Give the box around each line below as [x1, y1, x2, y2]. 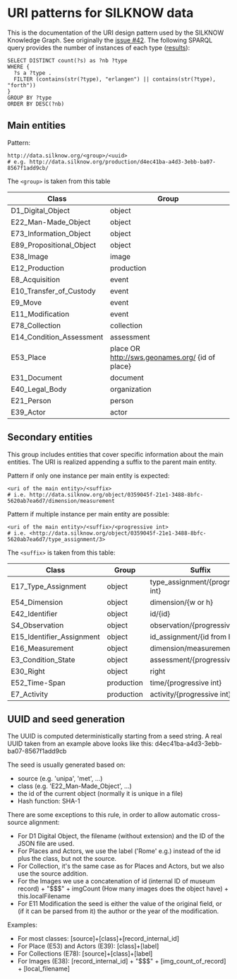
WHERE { [7, 63, 30, 70]
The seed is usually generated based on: [7, 760, 126, 769]
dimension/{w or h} [150, 597, 214, 607]
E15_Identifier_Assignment [11, 632, 100, 642]
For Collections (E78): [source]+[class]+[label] [17, 949, 153, 958]
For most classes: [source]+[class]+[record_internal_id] [17, 934, 180, 943]
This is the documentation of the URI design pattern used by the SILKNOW [7, 28, 224, 37]
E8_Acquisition [11, 274, 61, 284]
